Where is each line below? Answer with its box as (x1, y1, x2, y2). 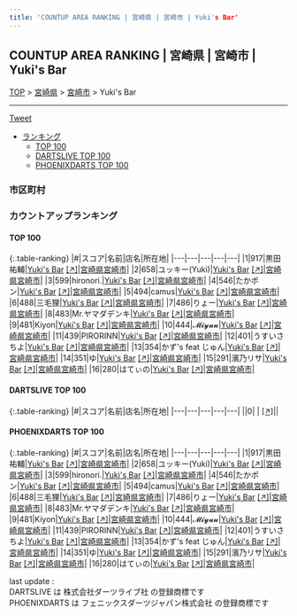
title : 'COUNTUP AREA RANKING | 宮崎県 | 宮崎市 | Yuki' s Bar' (9, 12, 240, 22)
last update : (9, 575, 55, 586)
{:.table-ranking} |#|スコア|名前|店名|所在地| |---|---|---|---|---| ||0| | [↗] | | (9, 405, 279, 417)
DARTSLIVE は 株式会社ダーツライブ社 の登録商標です (9, 586, 205, 597)
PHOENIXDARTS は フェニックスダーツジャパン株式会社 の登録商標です (9, 597, 270, 608)
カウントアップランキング (9, 210, 118, 222)
